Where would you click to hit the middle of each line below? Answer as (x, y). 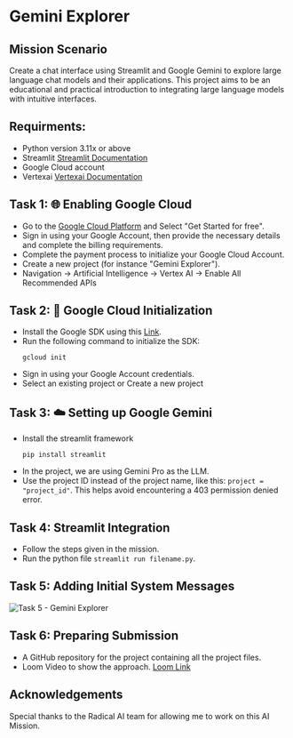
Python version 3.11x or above (76, 148)
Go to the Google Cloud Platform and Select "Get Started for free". (143, 226)
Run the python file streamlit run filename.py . (109, 558)
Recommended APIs (59, 283)
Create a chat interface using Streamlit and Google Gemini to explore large (145, 70)
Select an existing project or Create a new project (113, 383)
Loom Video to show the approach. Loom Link (106, 666)
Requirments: (48, 127)
